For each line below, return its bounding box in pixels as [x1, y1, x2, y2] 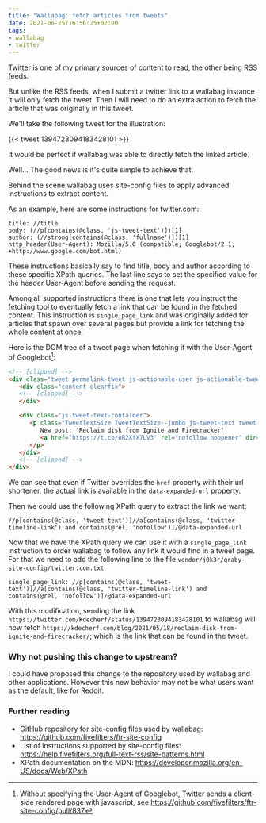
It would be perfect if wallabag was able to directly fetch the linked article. [8, 150, 250, 160]
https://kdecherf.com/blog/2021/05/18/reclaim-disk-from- [42, 625, 238, 633]
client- [233, 789, 255, 798]
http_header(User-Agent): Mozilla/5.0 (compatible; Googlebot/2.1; [8, 240, 236, 248]
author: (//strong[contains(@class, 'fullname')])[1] [8, 233, 190, 242]
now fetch [8, 623, 41, 633]
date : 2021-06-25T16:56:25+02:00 [8, 19, 119, 27]
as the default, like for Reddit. [8, 686, 104, 695]
